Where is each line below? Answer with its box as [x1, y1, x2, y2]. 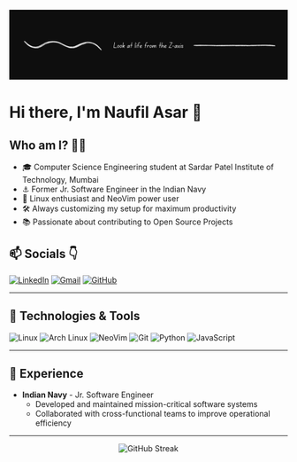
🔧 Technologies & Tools [9, 309, 141, 324]
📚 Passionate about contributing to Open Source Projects [21, 216, 233, 227]
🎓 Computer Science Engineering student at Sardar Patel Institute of [21, 161, 274, 172]
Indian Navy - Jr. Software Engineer [21, 389, 155, 400]
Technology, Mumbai [21, 175, 99, 184]
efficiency [34, 418, 72, 428]
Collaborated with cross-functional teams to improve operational [34, 409, 271, 419]
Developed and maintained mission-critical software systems [34, 399, 258, 410]
